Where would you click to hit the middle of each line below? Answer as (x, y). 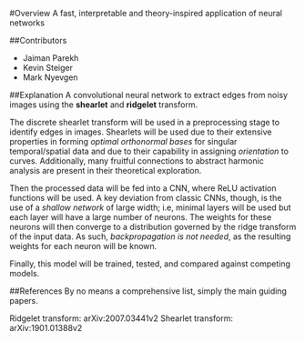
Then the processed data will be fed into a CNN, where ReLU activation (143, 188)
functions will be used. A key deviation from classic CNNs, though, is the (146, 198)
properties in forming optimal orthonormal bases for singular (123, 141)
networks (27, 23)
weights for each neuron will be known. (83, 246)
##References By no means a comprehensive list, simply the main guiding (148, 291)
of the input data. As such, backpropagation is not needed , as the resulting (150, 236)
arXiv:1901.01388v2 (46, 328)
